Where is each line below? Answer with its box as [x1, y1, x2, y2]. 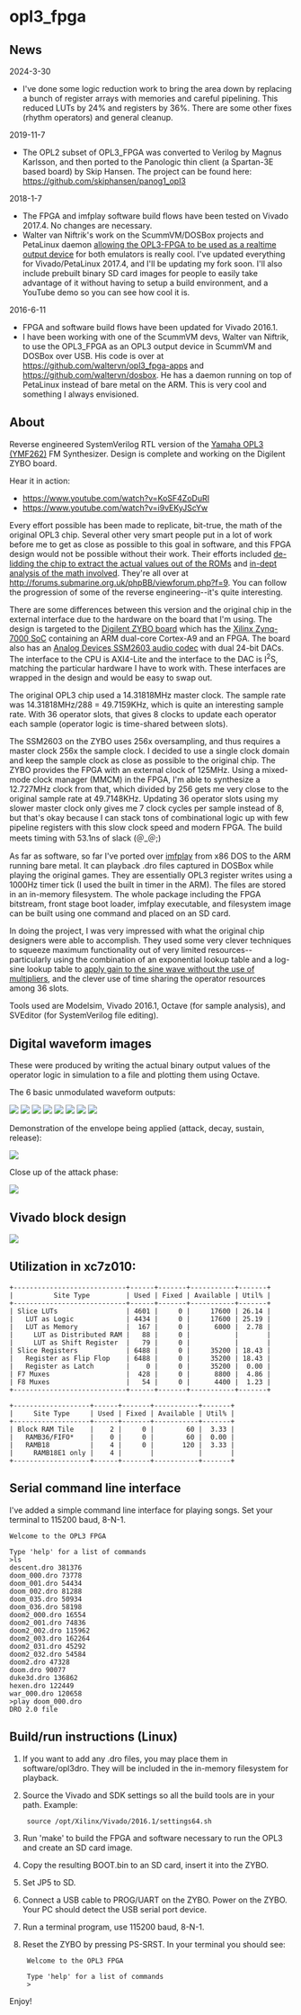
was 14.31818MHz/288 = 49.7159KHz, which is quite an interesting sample [9, 699, 285, 710]
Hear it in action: [9, 475, 70, 486]
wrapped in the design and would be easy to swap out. [9, 672, 213, 683]
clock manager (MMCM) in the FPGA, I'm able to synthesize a [32, 774, 261, 785]
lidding [9, 558, 35, 569]
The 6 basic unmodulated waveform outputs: [9, 1087, 176, 1098]
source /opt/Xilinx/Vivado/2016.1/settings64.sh [26, 1816, 213, 1826]
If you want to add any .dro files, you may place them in [22, 1753, 228, 1764]
